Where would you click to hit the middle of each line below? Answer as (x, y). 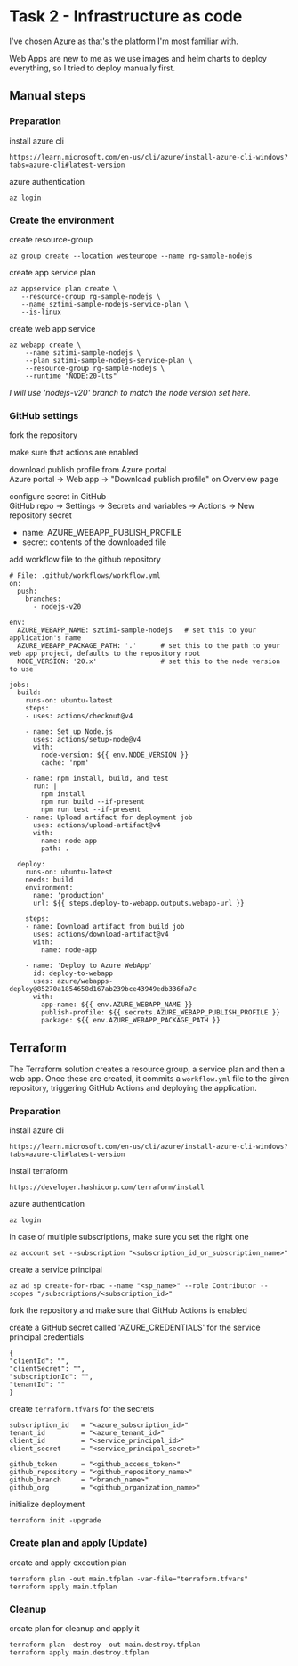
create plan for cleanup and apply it (74, 1628)
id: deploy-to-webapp (73, 973)
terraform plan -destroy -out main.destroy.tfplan (105, 1645)
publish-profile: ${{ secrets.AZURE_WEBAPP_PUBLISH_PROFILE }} (161, 1013)
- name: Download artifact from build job (105, 927)
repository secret (41, 515)
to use (21, 669)
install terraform (39, 1171)
